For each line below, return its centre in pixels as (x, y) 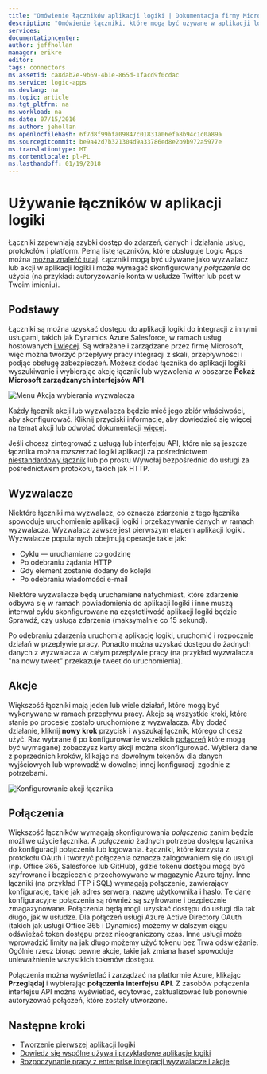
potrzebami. (28, 773)
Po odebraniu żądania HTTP (66, 562)
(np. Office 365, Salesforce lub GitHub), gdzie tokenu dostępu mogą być (126, 867)
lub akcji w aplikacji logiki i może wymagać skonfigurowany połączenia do (130, 268)
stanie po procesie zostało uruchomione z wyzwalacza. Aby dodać (118, 722)
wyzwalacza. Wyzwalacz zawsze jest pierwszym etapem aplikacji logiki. (127, 529)
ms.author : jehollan (43, 127)
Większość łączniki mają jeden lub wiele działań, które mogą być (114, 705)
